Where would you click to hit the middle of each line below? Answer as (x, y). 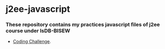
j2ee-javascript (38, 9)
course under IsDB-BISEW (38, 31)
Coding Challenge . (32, 42)
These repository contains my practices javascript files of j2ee (83, 25)
